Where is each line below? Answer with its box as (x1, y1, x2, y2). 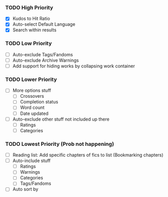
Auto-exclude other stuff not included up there (12, 116, 109, 122)
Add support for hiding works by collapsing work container (12, 63, 135, 69)
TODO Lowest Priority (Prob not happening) (5, 140, 115, 147)
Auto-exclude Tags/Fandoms (12, 51, 73, 57)
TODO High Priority (5, 4, 53, 11)
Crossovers (20, 93, 44, 99)
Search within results (12, 27, 57, 33)
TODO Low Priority (5, 40, 52, 47)
